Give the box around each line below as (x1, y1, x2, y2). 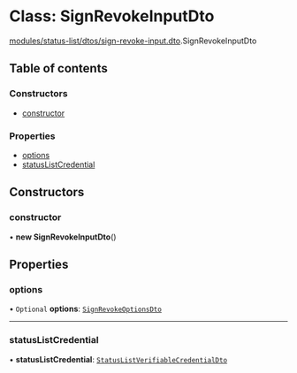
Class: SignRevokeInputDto (9, 6, 215, 27)
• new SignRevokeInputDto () (9, 232, 117, 242)
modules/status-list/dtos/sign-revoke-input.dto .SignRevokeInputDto (9, 35, 257, 46)
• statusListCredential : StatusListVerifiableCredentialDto (9, 354, 228, 364)
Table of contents (9, 61, 108, 76)
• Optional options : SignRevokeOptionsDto (9, 303, 162, 315)
